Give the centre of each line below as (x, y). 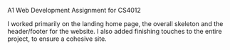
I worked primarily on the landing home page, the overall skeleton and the (115, 24)
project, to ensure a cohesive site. (57, 39)
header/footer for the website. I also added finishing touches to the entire (115, 31)
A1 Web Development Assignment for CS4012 (74, 10)
